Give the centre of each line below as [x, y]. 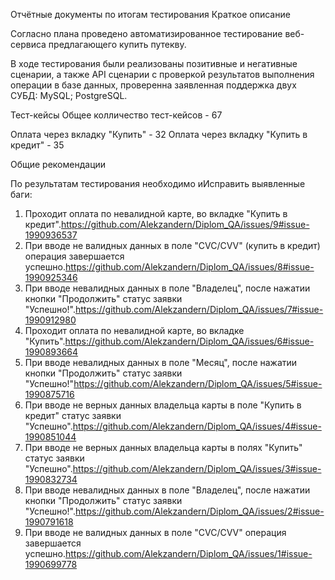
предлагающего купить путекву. [117, 44]
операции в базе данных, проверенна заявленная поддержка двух [153, 85]
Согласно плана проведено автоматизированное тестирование [146, 33]
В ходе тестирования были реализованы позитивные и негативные [154, 63]
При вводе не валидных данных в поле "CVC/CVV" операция [155, 532]
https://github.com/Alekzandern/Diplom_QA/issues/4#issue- [197, 426]
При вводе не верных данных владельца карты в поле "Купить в [163, 405]
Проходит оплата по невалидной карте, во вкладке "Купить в [156, 213]
